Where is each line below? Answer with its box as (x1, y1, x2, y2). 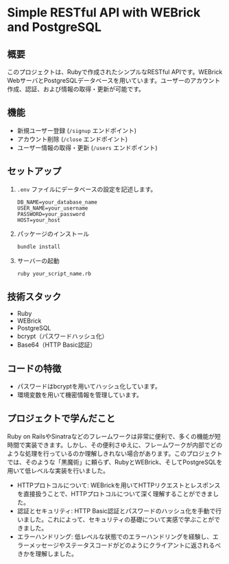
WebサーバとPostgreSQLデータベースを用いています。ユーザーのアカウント (7, 77, 221, 84)
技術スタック (7, 291, 62, 302)
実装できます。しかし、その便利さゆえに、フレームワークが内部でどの (25, 441, 223, 449)
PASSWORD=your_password (16, 210, 86, 217)
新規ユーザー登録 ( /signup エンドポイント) (16, 126, 137, 134)
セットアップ (7, 166, 62, 177)
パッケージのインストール (16, 230, 90, 238)
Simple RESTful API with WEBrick (7, 5, 201, 21)
